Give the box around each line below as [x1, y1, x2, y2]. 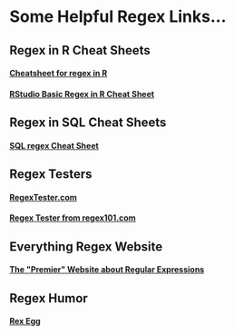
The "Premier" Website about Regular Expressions [9, 264, 205, 275]
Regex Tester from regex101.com [9, 212, 136, 223]
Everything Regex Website [9, 239, 163, 254]
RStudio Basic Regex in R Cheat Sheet [9, 88, 155, 99]
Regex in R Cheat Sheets [9, 43, 151, 58]
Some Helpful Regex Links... [9, 6, 227, 27]
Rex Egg [9, 316, 41, 327]
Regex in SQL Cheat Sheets [9, 115, 167, 131]
